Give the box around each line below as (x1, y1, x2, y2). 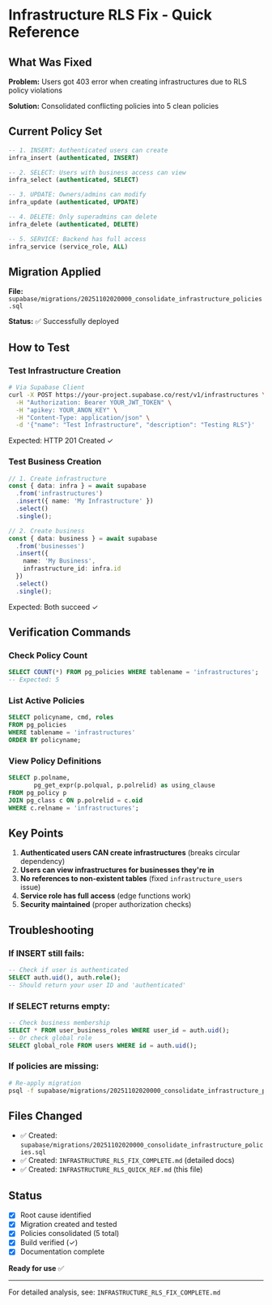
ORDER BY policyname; (8, 737, 82, 745)
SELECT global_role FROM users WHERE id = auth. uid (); (8, 1041, 198, 1049)
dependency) (19, 857, 66, 866)
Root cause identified (19, 1210, 91, 1220)
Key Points (8, 827, 64, 840)
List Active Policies (8, 695, 85, 707)
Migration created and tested (19, 1220, 117, 1229)
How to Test (8, 340, 70, 354)
